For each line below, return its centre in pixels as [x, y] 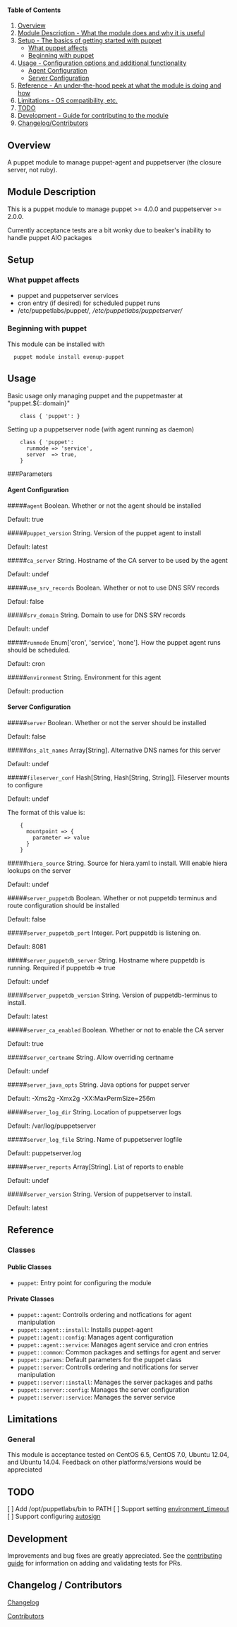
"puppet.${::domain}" [39, 403]
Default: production [36, 691]
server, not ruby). [32, 170]
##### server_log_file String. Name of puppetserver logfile [95, 1140]
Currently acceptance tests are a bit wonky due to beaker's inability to [109, 230]
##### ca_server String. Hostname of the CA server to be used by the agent [117, 560]
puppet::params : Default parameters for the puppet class [99, 1359]
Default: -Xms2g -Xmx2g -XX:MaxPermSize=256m [81, 1099]
